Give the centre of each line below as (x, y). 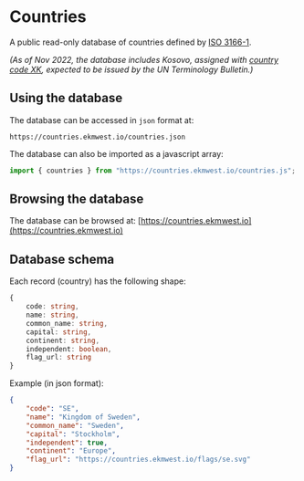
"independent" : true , (67, 443)
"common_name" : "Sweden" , (75, 425)
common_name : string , (67, 323)
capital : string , (59, 332)
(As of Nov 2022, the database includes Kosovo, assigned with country (144, 59)
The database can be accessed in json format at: (102, 120)
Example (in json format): (57, 383)
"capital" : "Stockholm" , (73, 434)
